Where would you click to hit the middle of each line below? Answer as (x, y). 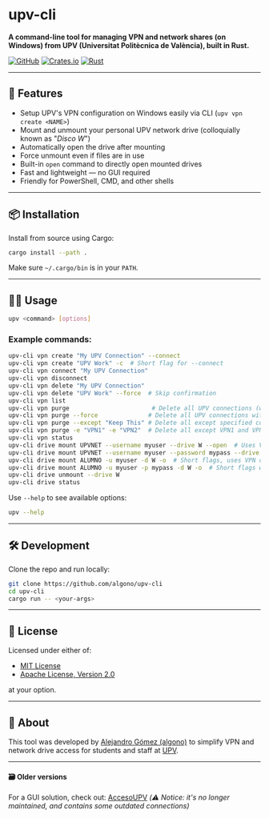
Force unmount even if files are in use (82, 155)
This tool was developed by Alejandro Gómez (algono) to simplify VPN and (131, 742)
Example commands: (50, 339)
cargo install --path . (48, 253)
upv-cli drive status (44, 483)
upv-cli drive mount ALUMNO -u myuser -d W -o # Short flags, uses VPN (132, 460)
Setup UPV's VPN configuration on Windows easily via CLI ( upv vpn (131, 113)
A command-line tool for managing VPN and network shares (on (117, 37)
